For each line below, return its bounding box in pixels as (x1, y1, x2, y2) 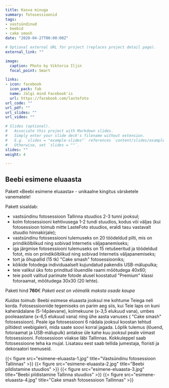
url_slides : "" (5, 110, 37, 115)
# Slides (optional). (5, 124, 51, 129)
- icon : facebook (5, 82, 42, 87)
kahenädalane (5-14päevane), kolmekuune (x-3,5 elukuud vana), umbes (5, 308, 154, 314)
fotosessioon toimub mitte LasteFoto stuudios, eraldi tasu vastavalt (12, 224, 151, 230)
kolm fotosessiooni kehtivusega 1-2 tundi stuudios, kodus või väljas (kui (12, 219, 161, 225)
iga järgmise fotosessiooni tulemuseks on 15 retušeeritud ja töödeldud (12, 246, 157, 252)
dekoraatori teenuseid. (5, 346, 52, 352)
